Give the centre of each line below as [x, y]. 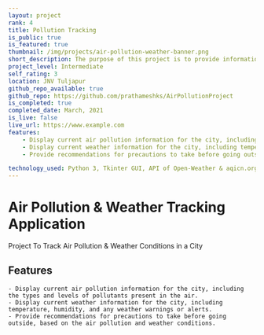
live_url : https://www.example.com [66, 125]
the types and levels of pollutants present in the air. [103, 296]
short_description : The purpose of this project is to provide [114, 60]
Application [47, 224]
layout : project [35, 15]
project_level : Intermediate [56, 67]
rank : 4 [21, 23]
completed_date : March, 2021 [56, 111]
